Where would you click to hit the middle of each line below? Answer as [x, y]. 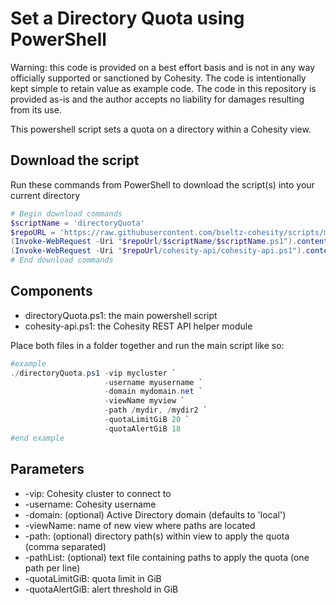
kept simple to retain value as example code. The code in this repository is [163, 88]
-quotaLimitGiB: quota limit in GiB [93, 578]
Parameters [47, 469]
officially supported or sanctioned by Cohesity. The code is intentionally [158, 78]
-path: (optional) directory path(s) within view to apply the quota [157, 536]
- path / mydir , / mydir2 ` [156, 410]
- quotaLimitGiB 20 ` [147, 420]
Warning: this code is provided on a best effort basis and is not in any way [163, 67]
